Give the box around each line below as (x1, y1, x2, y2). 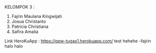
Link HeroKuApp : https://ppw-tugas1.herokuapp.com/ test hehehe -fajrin (4, 38, 151, 44)
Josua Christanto (11, 19, 46, 24)
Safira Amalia (11, 29, 38, 34)
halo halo (4, 43, 23, 49)
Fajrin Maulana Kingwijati (11, 13, 62, 19)
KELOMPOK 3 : (4, 4, 35, 10)
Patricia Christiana (11, 24, 49, 29)
